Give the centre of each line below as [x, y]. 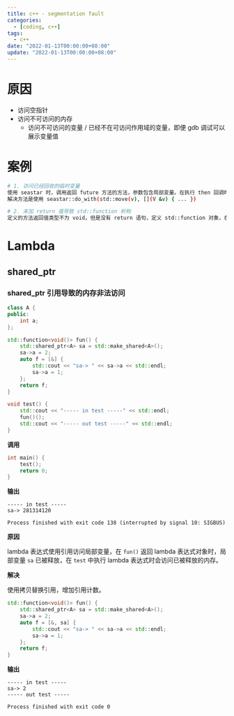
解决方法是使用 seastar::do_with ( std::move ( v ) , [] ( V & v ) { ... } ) [102, 199]
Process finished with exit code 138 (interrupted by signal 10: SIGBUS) [117, 523]
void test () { [28, 404]
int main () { [26, 458]
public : [18, 314]
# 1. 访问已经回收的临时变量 [44, 186]
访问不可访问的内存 [45, 119]
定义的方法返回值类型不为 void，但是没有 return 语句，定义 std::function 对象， [116, 218]
